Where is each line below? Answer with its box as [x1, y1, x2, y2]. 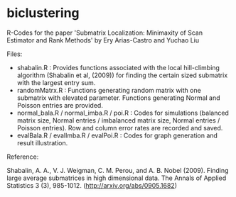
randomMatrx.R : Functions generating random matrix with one [16, 86, 202, 94]
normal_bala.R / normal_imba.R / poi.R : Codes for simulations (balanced [16, 108, 229, 117]
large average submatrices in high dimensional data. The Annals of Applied [6, 174, 227, 182]
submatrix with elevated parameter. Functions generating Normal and [16, 94, 221, 102]
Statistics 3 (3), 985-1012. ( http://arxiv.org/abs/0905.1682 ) [6, 181, 178, 189]
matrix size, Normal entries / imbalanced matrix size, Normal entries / [16, 116, 220, 125]
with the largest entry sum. [16, 78, 96, 86]
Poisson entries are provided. [16, 101, 104, 109]
